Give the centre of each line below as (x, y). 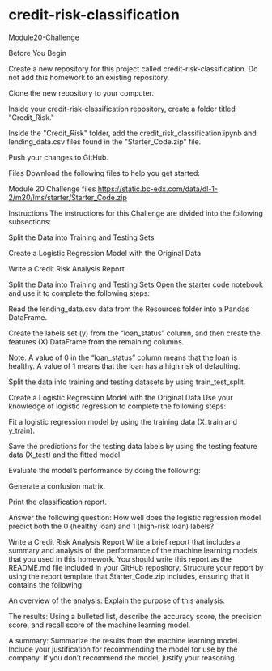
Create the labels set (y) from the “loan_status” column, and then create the (134, 333)
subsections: (30, 221)
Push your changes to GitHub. (59, 157)
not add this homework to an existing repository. (89, 77)
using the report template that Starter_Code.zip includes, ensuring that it (129, 576)
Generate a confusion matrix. (57, 486)
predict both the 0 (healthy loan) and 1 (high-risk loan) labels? (111, 526)
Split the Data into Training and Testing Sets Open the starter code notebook (136, 284)
